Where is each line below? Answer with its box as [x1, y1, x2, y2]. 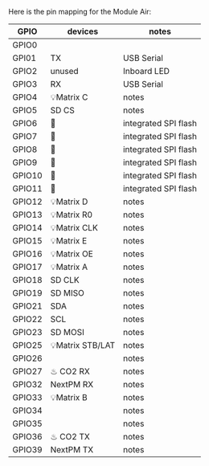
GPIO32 [12, 379, 43, 390]
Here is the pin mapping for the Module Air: [8, 7, 152, 16]
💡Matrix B [50, 392, 88, 403]
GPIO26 [12, 353, 43, 364]
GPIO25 [12, 340, 43, 350]
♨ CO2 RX [50, 366, 90, 377]
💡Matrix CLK [50, 223, 98, 233]
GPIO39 [12, 444, 43, 455]
